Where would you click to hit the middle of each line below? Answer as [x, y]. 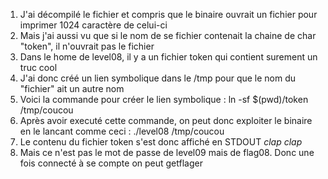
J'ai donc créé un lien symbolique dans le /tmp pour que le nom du [158, 78]
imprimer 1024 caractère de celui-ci [93, 25]
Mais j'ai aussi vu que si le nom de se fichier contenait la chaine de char [168, 35]
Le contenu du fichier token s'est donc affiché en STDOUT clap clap [161, 142]
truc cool [38, 67]
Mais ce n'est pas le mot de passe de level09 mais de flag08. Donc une [167, 152]
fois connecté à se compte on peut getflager [111, 163]
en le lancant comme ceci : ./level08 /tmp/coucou [122, 131]
